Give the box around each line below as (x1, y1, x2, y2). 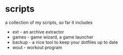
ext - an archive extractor (12, 29, 64, 35)
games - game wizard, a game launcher (12, 34, 94, 40)
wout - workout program (12, 44, 63, 50)
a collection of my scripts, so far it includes (5, 19, 93, 25)
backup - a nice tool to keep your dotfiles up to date (12, 39, 119, 45)
